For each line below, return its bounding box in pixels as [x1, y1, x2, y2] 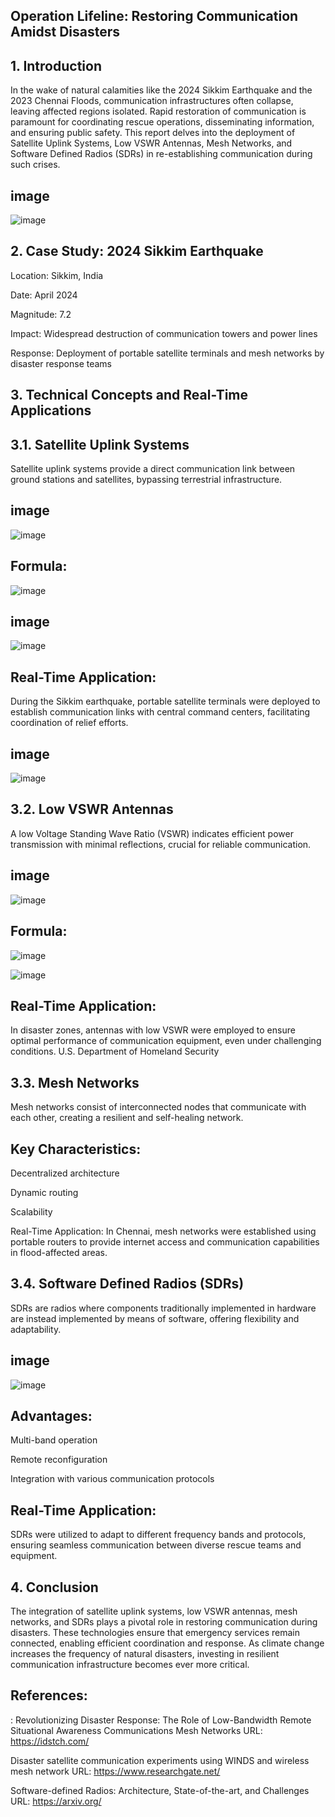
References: [10, 1687, 88, 1704]
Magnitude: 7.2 [10, 308, 72, 320]
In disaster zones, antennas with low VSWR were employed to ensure [10, 1024, 296, 1036]
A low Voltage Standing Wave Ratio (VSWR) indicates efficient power [10, 827, 294, 839]
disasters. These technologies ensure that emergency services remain [10, 1627, 301, 1639]
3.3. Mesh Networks [10, 1074, 140, 1091]
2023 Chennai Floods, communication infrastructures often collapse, [10, 95, 294, 107]
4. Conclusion [10, 1579, 99, 1596]
